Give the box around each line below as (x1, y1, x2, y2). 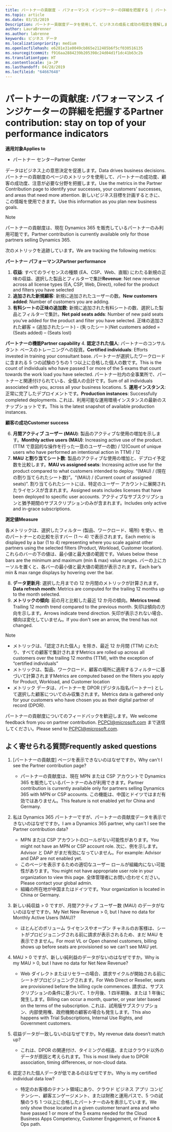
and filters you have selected (12, 286, 74, 292)
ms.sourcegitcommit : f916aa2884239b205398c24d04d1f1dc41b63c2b (5, 50, 143, 55)
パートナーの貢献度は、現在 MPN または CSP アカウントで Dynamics (20, 773, 166, 779)
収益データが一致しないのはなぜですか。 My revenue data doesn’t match (12, 1031, 165, 1037)
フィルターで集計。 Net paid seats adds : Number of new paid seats (21, 311, 164, 317)
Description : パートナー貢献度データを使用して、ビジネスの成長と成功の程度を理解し (5, 22, 165, 27)
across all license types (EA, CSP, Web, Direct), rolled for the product (12, 281, 159, 287)
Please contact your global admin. (20, 879, 93, 886)
